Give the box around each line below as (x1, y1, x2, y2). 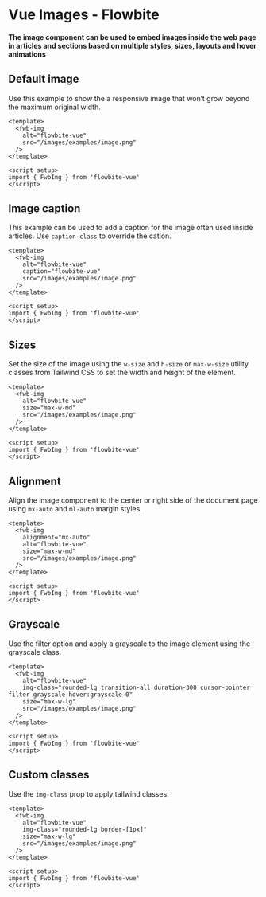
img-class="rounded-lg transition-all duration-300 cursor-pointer (22, 684, 250, 691)
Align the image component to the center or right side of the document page (8, 496, 258, 505)
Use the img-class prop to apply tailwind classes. (8, 789, 169, 798)
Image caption (8, 202, 81, 215)
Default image (8, 72, 79, 86)
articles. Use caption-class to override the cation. (8, 231, 172, 241)
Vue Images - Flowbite (8, 6, 160, 24)
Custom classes (8, 768, 90, 781)
